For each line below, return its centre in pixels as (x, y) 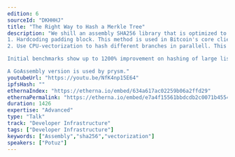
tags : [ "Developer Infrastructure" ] (60, 130)
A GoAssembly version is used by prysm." (69, 71)
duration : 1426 (29, 104)
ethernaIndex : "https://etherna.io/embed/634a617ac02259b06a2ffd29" (109, 91)
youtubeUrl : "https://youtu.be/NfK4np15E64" (73, 77)
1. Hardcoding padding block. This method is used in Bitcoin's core (111, 40)
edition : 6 (23, 14)
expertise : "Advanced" (40, 110)
